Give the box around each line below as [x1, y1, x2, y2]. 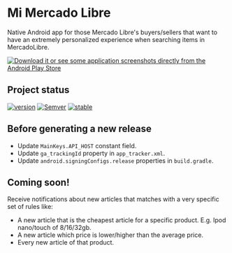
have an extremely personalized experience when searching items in [7, 35, 205, 43]
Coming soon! [7, 176, 70, 188]
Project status [7, 84, 70, 96]
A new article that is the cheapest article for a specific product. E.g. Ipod [17, 216, 226, 224]
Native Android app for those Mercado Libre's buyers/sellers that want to [7, 28, 218, 36]
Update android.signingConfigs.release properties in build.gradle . [17, 156, 214, 165]
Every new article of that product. [17, 238, 114, 247]
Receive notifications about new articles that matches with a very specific [7, 195, 219, 203]
